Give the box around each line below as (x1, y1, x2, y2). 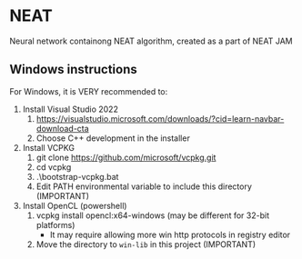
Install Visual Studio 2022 (22, 104, 118, 115)
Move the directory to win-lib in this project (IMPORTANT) (35, 238, 257, 250)
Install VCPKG (22, 142, 75, 153)
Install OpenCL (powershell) (22, 200, 127, 211)
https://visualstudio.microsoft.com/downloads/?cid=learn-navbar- (35, 113, 285, 124)
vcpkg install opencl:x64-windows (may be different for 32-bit (35, 210, 270, 221)
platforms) (35, 219, 75, 230)
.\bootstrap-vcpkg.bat (35, 171, 119, 182)
